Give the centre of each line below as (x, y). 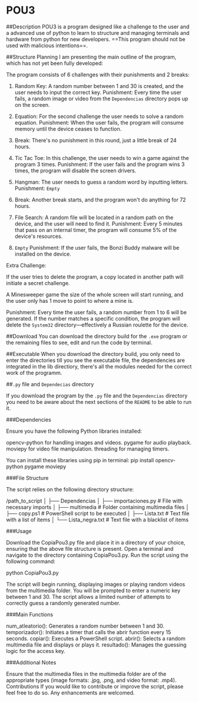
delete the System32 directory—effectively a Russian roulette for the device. (97, 325)
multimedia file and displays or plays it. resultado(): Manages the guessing (96, 645)
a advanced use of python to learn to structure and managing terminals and (98, 32)
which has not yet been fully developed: (55, 63)
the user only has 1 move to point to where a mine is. (70, 301)
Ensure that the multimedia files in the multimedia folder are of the (86, 674)
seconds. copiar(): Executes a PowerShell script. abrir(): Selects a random (96, 638)
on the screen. (32, 105)
